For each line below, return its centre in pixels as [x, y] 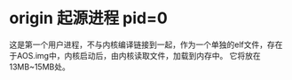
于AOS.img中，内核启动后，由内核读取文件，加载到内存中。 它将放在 [135, 55]
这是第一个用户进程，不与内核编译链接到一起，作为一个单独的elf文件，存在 [146, 44]
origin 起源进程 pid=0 [89, 18]
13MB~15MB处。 [40, 67]
